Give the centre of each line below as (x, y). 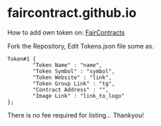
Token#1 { (22, 59)
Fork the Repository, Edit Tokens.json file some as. (80, 46)
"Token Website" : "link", (72, 77)
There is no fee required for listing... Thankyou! (76, 115)
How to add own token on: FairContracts (66, 32)
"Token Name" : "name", (67, 65)
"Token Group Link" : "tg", (74, 83)
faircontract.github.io (72, 13)
